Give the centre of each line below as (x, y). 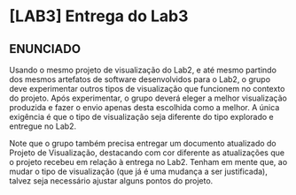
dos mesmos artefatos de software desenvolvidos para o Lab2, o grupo (140, 79)
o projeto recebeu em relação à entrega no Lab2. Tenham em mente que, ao (148, 162)
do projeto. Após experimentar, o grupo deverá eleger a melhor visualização (148, 98)
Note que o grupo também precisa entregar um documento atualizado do (143, 143)
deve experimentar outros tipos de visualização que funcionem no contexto (147, 89)
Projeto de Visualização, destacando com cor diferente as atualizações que (147, 153)
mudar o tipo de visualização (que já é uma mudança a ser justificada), (138, 171)
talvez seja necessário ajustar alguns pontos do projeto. (111, 181)
